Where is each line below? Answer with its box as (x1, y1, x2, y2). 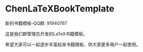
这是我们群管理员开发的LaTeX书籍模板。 (5, 30, 88, 36)
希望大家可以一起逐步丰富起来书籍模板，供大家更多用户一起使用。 (5, 41, 141, 47)
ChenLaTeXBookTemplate (5, 3, 115, 14)
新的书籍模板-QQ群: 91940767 (5, 20, 67, 26)
